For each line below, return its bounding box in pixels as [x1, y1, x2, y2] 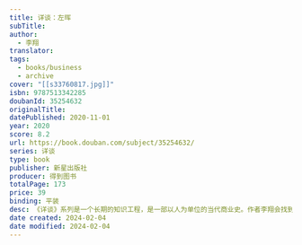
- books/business [17, 64, 83, 73]
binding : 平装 [9, 197, 60, 206]
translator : [9, 47, 54, 56]
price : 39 [9, 188, 47, 197]
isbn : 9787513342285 [9, 88, 87, 97]
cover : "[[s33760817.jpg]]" [9, 80, 115, 89]
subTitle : [9, 22, 47, 31]
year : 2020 [9, 122, 50, 131]
